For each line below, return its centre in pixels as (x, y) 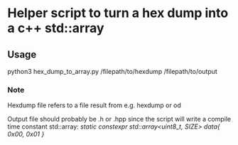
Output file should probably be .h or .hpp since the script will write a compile (119, 119)
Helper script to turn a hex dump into (118, 13)
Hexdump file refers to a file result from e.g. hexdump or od (94, 105)
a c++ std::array (56, 28)
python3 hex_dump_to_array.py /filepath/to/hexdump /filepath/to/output (113, 71)
